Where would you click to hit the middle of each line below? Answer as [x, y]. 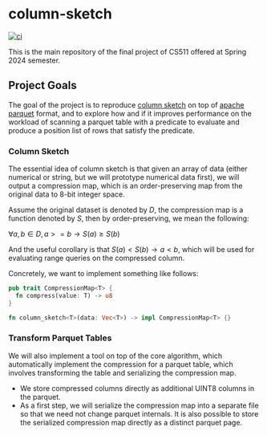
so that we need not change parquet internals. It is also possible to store [139, 413]
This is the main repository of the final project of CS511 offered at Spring [127, 51]
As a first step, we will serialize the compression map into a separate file [139, 405]
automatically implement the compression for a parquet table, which [121, 364]
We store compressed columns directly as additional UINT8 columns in [137, 388]
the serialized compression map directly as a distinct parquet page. [131, 422]
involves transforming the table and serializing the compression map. [122, 372]
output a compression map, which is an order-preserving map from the [125, 186]
